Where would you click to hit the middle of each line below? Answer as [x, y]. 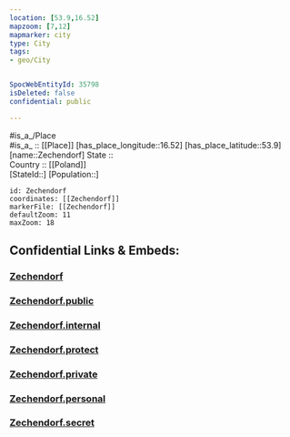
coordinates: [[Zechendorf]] [65, 198]
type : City [30, 43]
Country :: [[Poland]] [48, 164]
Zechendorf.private [54, 374]
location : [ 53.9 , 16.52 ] [55, 18]
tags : [20, 52]
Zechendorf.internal [55, 325]
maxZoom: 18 [32, 223]
